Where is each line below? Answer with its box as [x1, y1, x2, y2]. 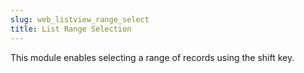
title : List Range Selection [10, 24, 132, 34]
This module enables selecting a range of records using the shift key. [10, 51, 295, 63]
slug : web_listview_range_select [10, 14, 150, 25]
